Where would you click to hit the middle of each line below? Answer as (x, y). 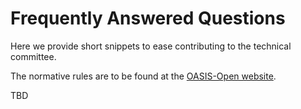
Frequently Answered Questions (148, 18)
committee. (33, 56)
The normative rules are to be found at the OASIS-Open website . (143, 76)
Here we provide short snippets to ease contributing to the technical (151, 46)
